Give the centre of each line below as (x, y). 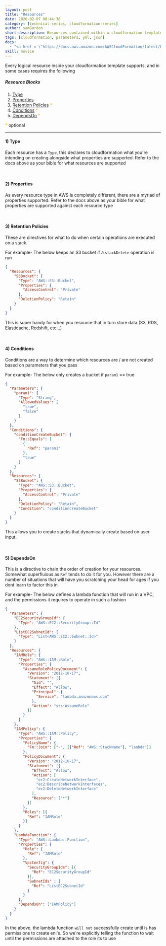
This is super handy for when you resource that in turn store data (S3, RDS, (82, 322)
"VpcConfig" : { (39, 863)
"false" (31, 412)
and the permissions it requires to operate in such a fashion (65, 600)
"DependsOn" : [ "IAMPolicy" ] (47, 904)
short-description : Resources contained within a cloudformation (74, 33)
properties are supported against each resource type (59, 205)
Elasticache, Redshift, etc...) (34, 328)
